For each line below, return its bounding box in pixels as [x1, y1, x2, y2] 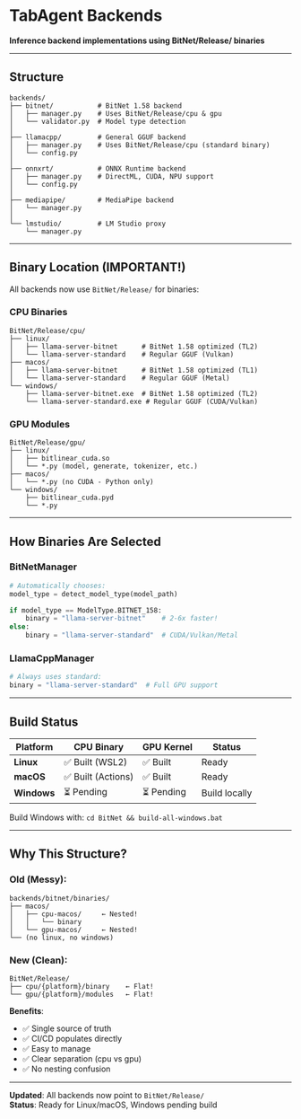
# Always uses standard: [9, 673, 102, 682]
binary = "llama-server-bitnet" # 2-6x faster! [25, 614, 219, 623]
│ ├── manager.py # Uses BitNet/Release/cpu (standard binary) [9, 140, 271, 149]
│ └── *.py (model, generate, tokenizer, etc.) [9, 462, 199, 471]
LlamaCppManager [9, 652, 95, 665]
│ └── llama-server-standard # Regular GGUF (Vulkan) [9, 349, 235, 359]
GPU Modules [9, 418, 70, 430]
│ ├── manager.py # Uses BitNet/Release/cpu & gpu [9, 109, 222, 118]
